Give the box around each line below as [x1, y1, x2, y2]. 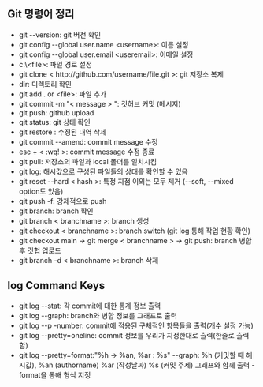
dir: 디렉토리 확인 [18, 79, 72, 88]
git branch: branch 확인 [18, 206, 94, 216]
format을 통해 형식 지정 [18, 370, 91, 379]
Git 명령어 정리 [7, 7, 75, 21]
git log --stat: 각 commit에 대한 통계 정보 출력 [18, 301, 161, 310]
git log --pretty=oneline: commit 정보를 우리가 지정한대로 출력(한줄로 [18, 330, 235, 340]
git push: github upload [18, 107, 94, 117]
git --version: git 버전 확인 [18, 30, 102, 39]
